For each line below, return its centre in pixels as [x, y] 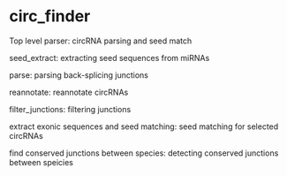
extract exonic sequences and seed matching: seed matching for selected [144, 126]
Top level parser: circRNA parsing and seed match [101, 41]
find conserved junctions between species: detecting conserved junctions [144, 153]
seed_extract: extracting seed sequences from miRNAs [110, 57]
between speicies [41, 162]
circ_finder [50, 16]
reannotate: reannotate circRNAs [69, 92]
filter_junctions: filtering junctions [70, 109]
